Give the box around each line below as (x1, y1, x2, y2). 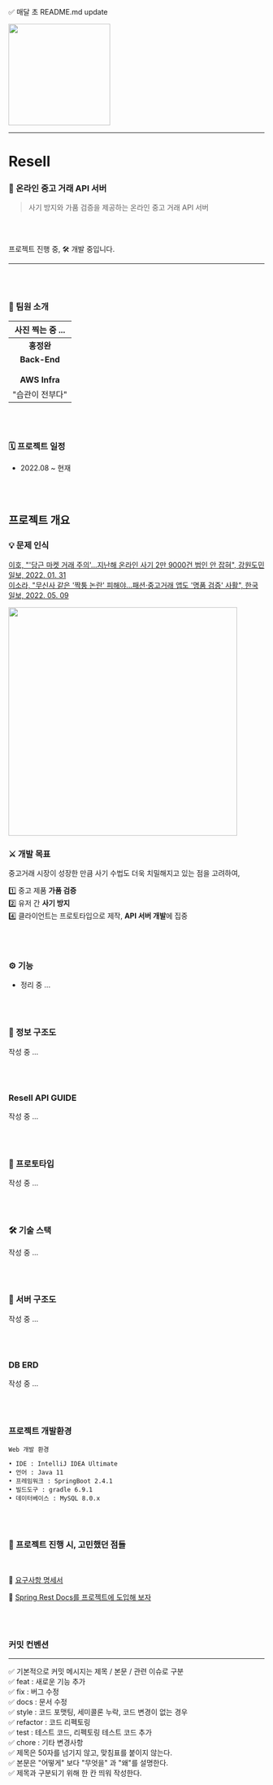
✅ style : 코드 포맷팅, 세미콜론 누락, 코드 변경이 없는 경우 (8, 1707, 188, 1717)
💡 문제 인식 (8, 539, 50, 551)
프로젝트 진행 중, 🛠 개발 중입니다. (8, 245, 115, 254)
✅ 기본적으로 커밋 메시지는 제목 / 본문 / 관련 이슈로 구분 (8, 1666, 184, 1676)
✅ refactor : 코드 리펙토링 (8, 1718, 91, 1727)
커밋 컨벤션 (8, 1639, 50, 1650)
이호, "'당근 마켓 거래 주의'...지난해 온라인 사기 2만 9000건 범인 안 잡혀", (8, 560, 237, 570)
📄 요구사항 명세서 (8, 1575, 63, 1584)
